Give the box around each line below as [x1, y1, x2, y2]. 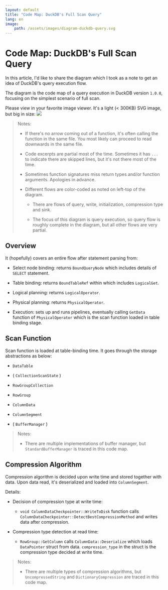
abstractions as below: [5, 352, 52, 359]
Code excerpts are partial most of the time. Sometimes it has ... [25, 151, 159, 157]
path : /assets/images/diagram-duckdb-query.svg [14, 26, 115, 31]
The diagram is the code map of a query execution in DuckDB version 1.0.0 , [5, 90, 163, 96]
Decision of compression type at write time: [12, 498, 103, 505]
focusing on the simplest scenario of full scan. [5, 95, 101, 101]
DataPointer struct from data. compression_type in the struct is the [20, 543, 156, 550]
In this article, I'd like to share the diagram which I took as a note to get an [5, 75, 158, 81]
